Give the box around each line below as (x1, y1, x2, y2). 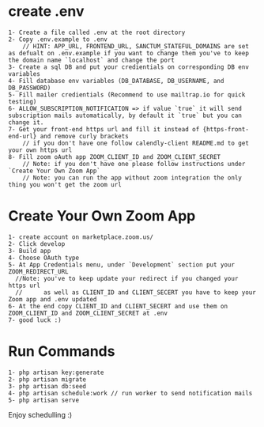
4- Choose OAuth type (8, 254, 80, 262)
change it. (8, 118, 44, 127)
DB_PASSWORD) (8, 84, 51, 92)
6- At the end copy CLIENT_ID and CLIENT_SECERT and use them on (8, 302, 228, 310)
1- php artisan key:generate (8, 368, 104, 376)
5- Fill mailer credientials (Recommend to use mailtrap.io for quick (8, 90, 246, 99)
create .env (8, 2, 85, 21)
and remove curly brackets (40, 132, 129, 140)
